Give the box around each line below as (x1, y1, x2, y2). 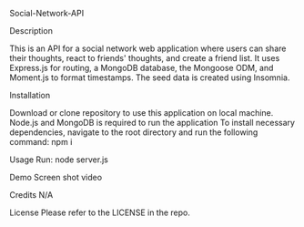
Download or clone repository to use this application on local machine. (9, 108, 274, 118)
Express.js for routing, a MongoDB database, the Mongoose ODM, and (9, 63, 274, 73)
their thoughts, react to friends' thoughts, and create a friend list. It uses (9, 53, 280, 63)
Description (9, 26, 53, 36)
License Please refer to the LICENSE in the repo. (9, 207, 191, 218)
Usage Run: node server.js (9, 154, 109, 165)
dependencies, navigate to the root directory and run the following (9, 127, 258, 138)
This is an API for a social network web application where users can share (9, 43, 287, 54)
